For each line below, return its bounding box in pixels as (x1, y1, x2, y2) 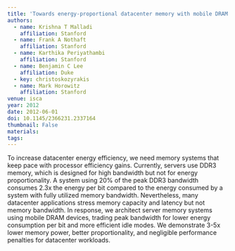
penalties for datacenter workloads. (7, 236, 111, 245)
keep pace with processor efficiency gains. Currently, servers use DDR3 (7, 161, 217, 169)
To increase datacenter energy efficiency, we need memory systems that (7, 154, 220, 162)
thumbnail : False (7, 121, 58, 129)
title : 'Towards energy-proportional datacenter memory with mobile (7, 10, 212, 18)
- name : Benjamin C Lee (13, 63, 83, 70)
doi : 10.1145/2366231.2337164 (7, 115, 96, 122)
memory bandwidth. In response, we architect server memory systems (7, 206, 212, 214)
